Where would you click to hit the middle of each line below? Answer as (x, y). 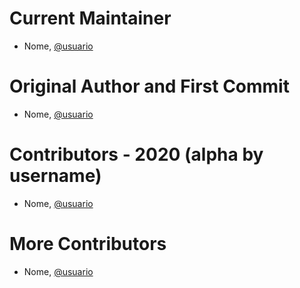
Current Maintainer (90, 18)
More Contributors (88, 244)
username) (55, 176)
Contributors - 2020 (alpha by (136, 154)
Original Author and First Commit (149, 86)
